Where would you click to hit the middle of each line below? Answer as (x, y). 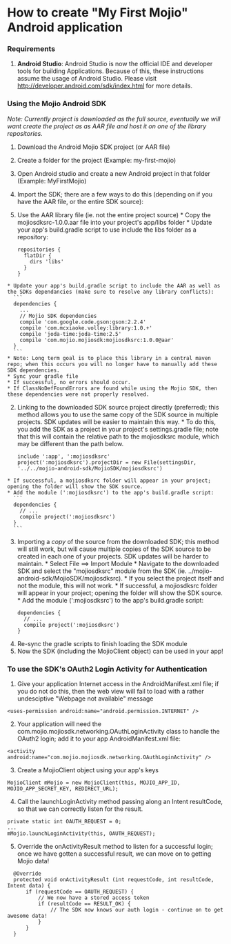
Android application (65, 27)
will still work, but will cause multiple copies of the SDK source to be (114, 549)
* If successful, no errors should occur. (69, 382)
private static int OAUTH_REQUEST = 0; (64, 822)
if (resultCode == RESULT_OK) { (84, 904)
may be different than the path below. (70, 443)
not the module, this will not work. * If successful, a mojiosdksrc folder (117, 585)
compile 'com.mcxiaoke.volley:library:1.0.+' (86, 328)
